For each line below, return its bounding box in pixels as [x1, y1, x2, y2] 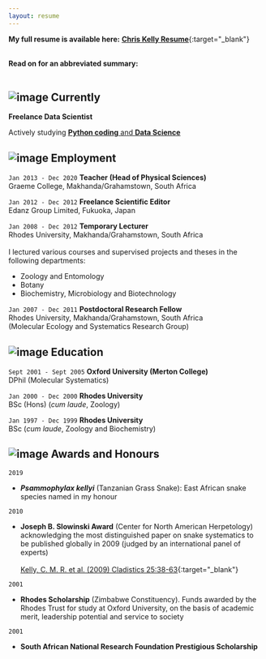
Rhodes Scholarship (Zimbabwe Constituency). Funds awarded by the [19, 594, 257, 604]
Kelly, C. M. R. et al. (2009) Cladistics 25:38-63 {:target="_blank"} [19, 564, 239, 574]
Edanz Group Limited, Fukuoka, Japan [8, 206, 136, 216]
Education [50, 345, 104, 359]
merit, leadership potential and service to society [19, 611, 184, 621]
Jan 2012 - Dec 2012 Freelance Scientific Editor [8, 197, 171, 207]
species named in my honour [19, 491, 118, 501]
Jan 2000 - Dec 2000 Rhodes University [8, 391, 144, 401]
